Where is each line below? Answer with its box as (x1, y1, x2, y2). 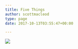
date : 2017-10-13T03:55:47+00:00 (5, 21, 74, 26)
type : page (5, 16, 27, 21)
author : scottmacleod (5, 12, 50, 17)
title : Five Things (5, 7, 45, 12)
